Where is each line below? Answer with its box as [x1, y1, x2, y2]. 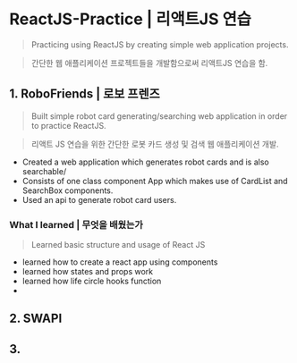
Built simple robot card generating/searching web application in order [30, 110, 288, 122]
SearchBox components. [21, 185, 114, 196]
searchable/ [21, 165, 67, 176]
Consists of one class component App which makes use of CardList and [21, 175, 288, 186]
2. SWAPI [9, 311, 63, 326]
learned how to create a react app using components [21, 257, 218, 267]
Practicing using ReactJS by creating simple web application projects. [30, 38, 289, 50]
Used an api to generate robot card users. [21, 194, 177, 205]
